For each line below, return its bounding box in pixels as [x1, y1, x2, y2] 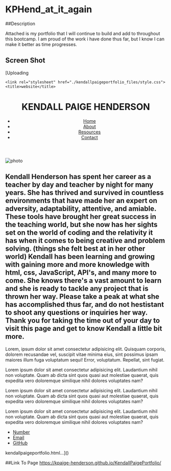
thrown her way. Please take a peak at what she [5, 293, 160, 301]
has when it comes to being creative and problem [5, 236, 165, 245]
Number [12, 429, 30, 435]
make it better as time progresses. [5, 41, 78, 47]
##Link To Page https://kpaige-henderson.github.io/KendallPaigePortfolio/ [5, 459, 162, 466]
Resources [78, 129, 101, 135]
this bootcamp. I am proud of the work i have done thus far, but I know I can [5, 36, 165, 42]
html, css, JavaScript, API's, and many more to [5, 268, 157, 277]
